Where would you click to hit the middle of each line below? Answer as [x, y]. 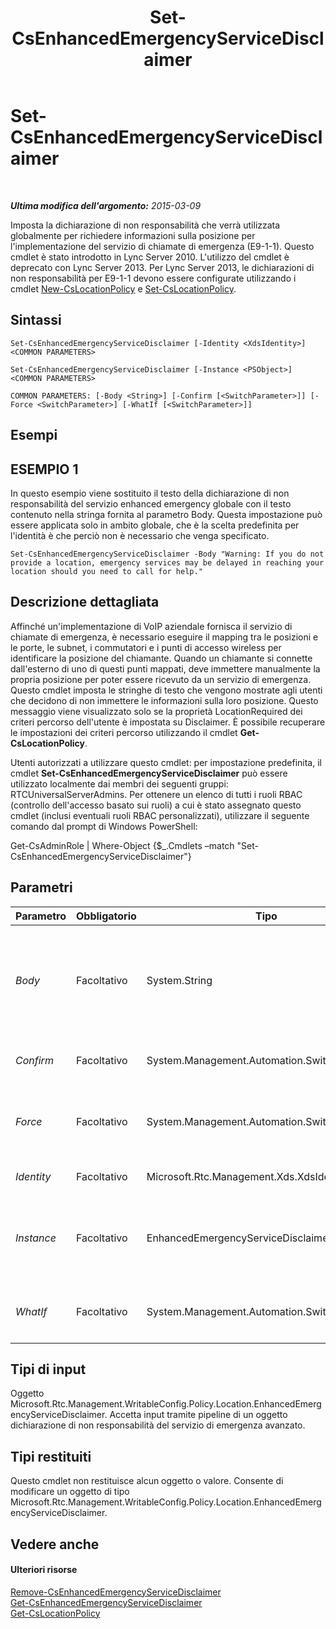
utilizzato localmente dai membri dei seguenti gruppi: [119, 783]
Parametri [41, 887]
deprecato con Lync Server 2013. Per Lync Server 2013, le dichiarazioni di [162, 267]
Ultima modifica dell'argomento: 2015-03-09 [106, 205]
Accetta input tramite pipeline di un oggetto [198, 1415]
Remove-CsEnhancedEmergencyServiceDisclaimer [116, 1592]
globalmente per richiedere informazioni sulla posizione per [133, 235]
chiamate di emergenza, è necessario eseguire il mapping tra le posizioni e [164, 637]
